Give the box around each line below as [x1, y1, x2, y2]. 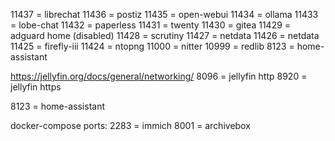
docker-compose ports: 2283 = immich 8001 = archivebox [10, 120, 251, 131]
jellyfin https [10, 81, 62, 93]
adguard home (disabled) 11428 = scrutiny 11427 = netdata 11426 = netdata [10, 30, 320, 41]
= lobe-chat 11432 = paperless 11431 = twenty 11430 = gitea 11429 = [10, 19, 292, 31]
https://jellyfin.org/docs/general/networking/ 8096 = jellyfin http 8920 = [10, 70, 308, 82]
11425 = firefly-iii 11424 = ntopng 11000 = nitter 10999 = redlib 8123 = [10, 40, 295, 52]
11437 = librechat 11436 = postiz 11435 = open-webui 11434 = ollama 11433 [10, 9, 319, 20]
